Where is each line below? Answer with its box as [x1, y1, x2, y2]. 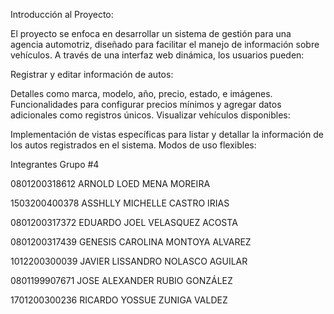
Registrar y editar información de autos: [10, 69, 174, 80]
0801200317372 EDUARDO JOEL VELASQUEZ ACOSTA [10, 217, 238, 228]
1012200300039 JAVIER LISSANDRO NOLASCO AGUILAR [10, 255, 248, 267]
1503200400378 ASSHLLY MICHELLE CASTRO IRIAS [10, 197, 230, 209]
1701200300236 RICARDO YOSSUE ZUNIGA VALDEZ [10, 294, 228, 306]
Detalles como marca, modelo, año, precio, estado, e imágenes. [10, 88, 273, 99]
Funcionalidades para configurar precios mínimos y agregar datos [10, 99, 282, 110]
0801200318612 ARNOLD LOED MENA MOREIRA [10, 178, 211, 189]
